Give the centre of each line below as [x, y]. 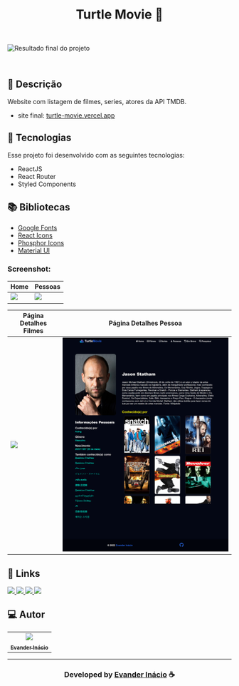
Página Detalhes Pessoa [146, 323]
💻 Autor [26, 615]
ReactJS [30, 169]
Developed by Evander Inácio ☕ [119, 675]
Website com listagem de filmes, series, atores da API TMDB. [97, 101]
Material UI [34, 251]
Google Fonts [37, 228]
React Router [37, 176]
